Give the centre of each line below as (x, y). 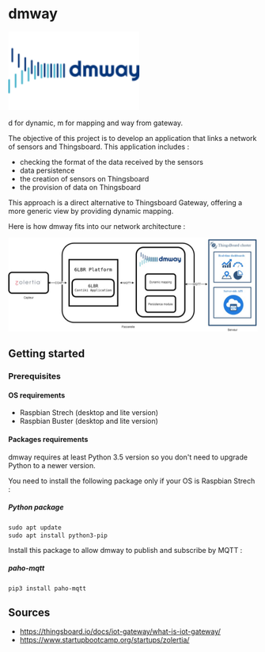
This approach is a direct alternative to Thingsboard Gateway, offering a (125, 202)
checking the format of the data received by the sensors (112, 162)
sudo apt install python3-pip (58, 536)
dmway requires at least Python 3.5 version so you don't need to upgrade (128, 457)
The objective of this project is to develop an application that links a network (132, 138)
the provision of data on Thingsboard (80, 187)
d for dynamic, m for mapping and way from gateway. (96, 123)
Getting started (47, 354)
